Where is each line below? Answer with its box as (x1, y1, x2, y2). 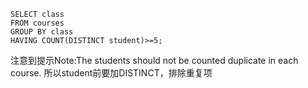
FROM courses (10, 18, 65, 28)
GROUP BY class (10, 27, 74, 37)
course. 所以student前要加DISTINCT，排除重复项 (10, 67, 213, 79)
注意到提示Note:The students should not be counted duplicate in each (10, 55, 299, 66)
